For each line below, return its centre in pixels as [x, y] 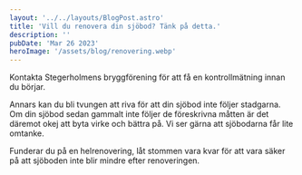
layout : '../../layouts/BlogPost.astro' [87, 18]
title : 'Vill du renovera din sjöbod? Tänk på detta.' [115, 26]
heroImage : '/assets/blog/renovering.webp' [93, 52]
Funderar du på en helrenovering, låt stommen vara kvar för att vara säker [147, 151]
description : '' [40, 34]
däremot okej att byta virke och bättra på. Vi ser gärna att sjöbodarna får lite [151, 124]
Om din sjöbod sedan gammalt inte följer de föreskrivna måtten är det [139, 114]
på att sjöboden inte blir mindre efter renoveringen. [105, 160]
